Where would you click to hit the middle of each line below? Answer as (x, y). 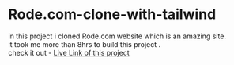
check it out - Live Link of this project (69, 52)
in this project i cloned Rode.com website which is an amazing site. (117, 36)
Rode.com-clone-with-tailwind (112, 14)
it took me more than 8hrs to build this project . (84, 44)
